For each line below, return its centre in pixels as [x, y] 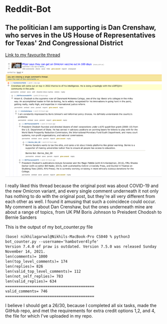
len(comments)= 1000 [27, 257]
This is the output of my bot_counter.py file [49, 227]
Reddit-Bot [28, 9]
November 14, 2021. [25, 252]
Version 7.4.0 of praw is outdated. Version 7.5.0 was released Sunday [81, 247]
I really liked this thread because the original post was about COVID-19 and [82, 186]
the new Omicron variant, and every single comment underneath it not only [82, 191]
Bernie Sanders [21, 217]
